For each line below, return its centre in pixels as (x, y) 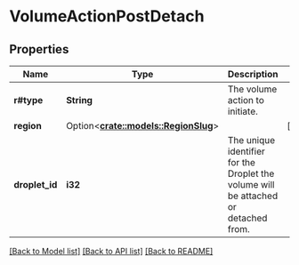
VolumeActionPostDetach (107, 16)
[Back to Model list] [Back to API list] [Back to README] (111, 251)
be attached (253, 196)
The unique (251, 140)
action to (246, 100)
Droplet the (251, 173)
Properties (39, 49)
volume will (251, 185)
